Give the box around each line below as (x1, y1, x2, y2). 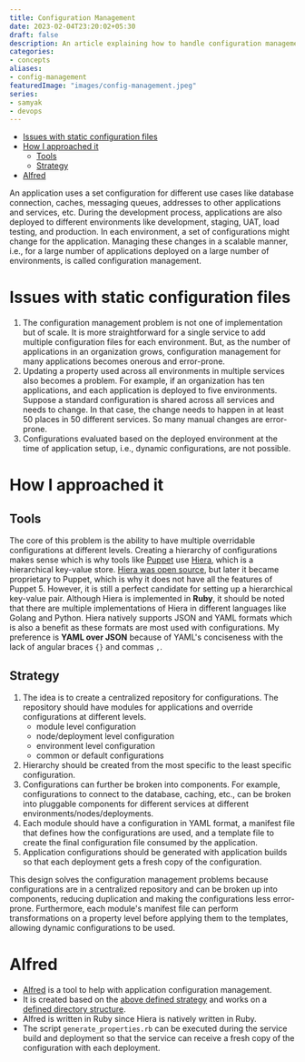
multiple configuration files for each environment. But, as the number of (22, 337, 290, 348)
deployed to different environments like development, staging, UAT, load (9, 217, 280, 228)
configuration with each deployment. (22, 1042, 161, 1053)
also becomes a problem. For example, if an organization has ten (22, 375, 265, 387)
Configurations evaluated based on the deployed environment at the (22, 433, 279, 444)
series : (9, 89, 39, 98)
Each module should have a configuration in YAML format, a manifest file (22, 818, 295, 828)
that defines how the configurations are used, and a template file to (22, 827, 275, 838)
